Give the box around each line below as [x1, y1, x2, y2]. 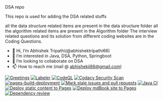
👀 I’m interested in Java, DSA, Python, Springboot [12, 53, 112, 59]
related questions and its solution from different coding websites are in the [5, 34, 154, 39]
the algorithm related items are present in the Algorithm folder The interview [5, 28, 158, 34]
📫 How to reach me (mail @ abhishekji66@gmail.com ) [12, 64, 122, 69]
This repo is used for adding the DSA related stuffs [5, 14, 107, 19]
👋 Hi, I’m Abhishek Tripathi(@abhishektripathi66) [12, 48, 110, 53]
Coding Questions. [5, 38, 42, 44]
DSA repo [5, 4, 24, 10]
